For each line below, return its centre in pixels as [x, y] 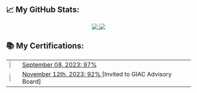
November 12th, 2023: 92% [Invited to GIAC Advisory [97, 74]
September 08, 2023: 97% [60, 64]
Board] [32, 81]
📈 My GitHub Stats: [43, 10]
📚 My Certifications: [45, 46]
